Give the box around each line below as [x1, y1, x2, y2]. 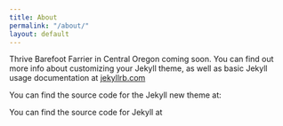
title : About [9, 12, 58, 22]
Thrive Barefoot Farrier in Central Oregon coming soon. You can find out [9, 54, 274, 65]
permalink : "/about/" [9, 21, 90, 30]
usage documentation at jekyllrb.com [9, 73, 146, 83]
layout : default [9, 29, 69, 38]
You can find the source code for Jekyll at [9, 107, 163, 118]
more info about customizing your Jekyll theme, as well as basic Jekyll [9, 63, 268, 74]
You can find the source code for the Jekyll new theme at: [9, 90, 222, 100]
